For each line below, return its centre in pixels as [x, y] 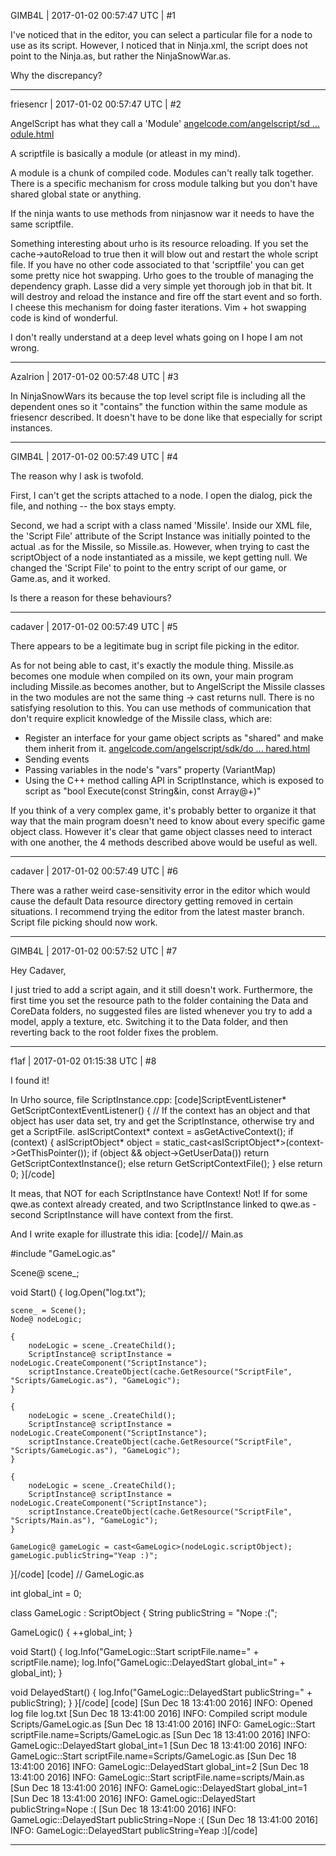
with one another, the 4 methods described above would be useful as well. [164, 842]
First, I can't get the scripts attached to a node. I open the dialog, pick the [161, 495]
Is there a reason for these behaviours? [91, 598]
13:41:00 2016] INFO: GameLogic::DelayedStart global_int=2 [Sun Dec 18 [160, 1766]
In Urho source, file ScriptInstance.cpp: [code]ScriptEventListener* [148, 1099]
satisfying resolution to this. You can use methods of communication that [161, 708]
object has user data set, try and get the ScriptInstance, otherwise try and [162, 1121]
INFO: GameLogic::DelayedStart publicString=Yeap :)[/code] [134, 1830]
